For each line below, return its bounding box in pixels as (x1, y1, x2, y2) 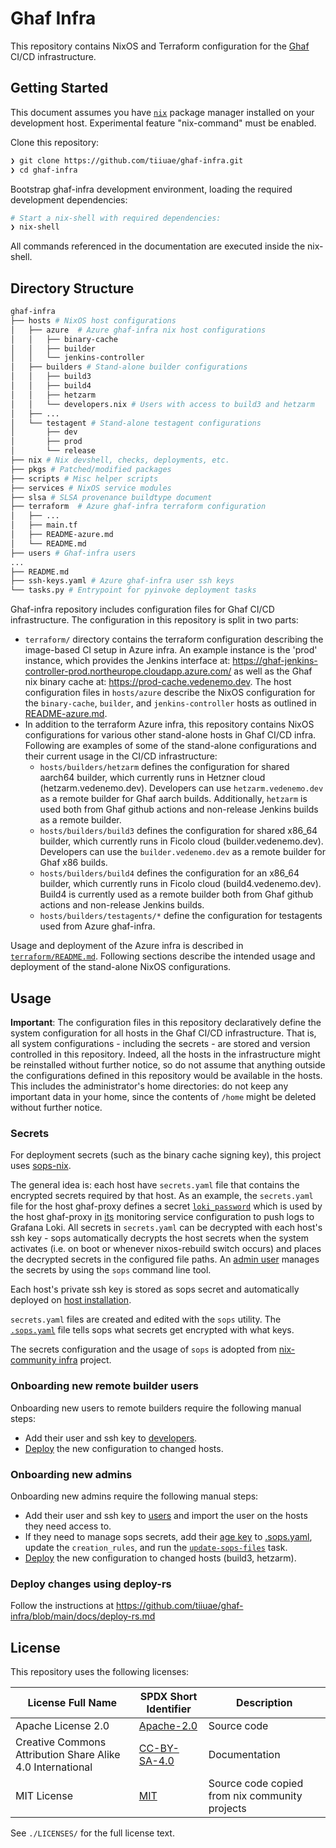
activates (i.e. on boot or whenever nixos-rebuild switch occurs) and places (10, 1243, 322, 1255)
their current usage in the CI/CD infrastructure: (24, 750, 218, 762)
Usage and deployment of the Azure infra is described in (10, 940, 244, 952)
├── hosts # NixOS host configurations (10, 315, 177, 326)
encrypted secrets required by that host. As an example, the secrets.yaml (10, 1190, 314, 1202)
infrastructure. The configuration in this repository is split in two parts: (10, 614, 299, 626)
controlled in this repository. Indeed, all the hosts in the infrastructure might (10, 1048, 321, 1060)
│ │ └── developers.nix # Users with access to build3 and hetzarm (10, 399, 315, 409)
